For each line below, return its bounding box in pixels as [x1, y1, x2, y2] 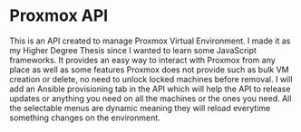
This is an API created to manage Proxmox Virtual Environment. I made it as [9, 35, 291, 46]
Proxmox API [9, 5, 109, 26]
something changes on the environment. [9, 112, 160, 123]
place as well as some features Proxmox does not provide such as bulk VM [9, 64, 290, 75]
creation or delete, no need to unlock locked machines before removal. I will [9, 73, 293, 84]
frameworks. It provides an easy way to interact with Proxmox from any [9, 54, 277, 65]
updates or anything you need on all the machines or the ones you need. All [9, 92, 292, 104]
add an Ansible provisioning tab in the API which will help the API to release [9, 83, 291, 94]
